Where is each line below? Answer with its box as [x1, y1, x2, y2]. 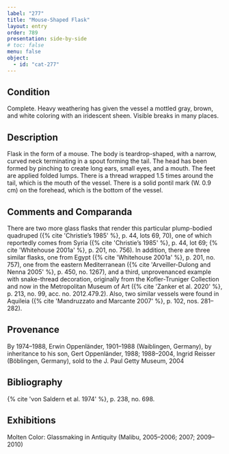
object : [7, 55, 29, 62]
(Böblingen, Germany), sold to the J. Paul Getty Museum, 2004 [7, 357, 185, 365]
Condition [7, 86, 50, 98]
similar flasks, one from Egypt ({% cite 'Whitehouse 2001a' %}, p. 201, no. [7, 253, 215, 262]
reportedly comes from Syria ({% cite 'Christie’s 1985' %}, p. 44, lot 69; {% [7, 239, 218, 247]
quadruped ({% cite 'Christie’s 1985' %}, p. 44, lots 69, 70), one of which [7, 231, 212, 240]
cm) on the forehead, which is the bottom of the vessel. [7, 186, 163, 194]
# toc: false [7, 42, 44, 49]
